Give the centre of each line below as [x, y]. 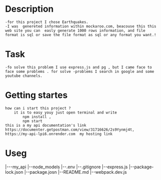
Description [29, 9]
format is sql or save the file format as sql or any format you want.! [81, 35]
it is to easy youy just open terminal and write [66, 112]
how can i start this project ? [38, 108]
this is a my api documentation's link [46, 125]
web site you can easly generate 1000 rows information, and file [75, 30]
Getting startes [36, 95]
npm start [33, 121]
